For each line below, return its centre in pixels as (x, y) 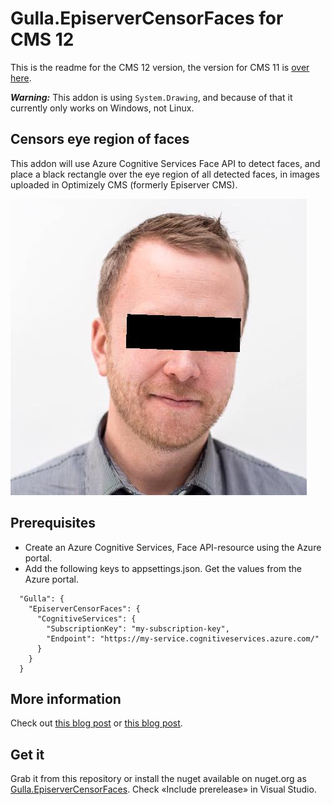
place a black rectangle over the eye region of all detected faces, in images (165, 174)
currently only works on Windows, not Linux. (102, 108)
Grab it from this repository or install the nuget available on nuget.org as (158, 779)
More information (66, 698)
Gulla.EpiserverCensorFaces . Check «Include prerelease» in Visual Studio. (163, 789)
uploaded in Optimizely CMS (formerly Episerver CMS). (124, 184)
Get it (27, 754)
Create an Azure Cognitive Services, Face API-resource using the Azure (173, 547)
